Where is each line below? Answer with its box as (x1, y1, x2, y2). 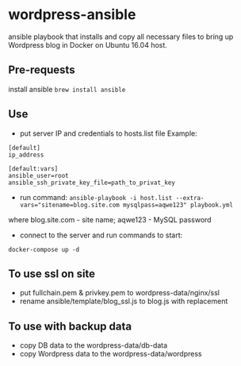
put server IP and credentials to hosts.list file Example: (19, 129, 198, 138)
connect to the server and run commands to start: (19, 230, 183, 240)
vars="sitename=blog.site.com (19, 201, 120, 209)
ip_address (8, 151, 44, 159)
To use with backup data (8, 319, 132, 333)
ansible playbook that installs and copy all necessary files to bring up (8, 32, 234, 41)
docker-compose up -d (8, 245, 80, 253)
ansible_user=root (8, 171, 69, 179)
